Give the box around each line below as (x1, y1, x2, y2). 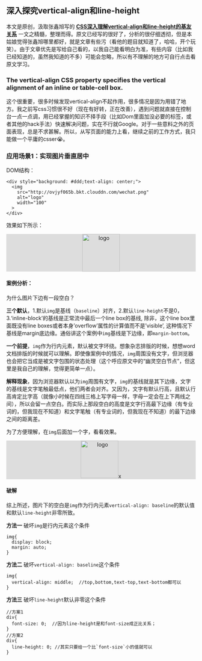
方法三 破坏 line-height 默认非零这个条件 (6, 595, 106, 603)
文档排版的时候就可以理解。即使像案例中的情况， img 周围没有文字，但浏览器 (6, 350, 194, 357)
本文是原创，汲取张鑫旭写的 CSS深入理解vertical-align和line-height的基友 (6, 23, 192, 30)
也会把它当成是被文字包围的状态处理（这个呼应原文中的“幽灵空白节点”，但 (6, 357, 191, 364)
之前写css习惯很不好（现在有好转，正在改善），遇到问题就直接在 (22, 105, 181, 113)
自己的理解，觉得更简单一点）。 (22, 365, 99, 372)
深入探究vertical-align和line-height (6, 5, 140, 16)
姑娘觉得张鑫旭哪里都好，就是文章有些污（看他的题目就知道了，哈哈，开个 (6, 38, 191, 45)
